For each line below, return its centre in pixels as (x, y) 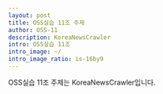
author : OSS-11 (33, 30)
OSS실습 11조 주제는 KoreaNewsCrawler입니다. (82, 82)
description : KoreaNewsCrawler (59, 37)
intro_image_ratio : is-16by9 (56, 60)
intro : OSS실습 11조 (39, 45)
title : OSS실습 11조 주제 (46, 23)
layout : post (30, 15)
